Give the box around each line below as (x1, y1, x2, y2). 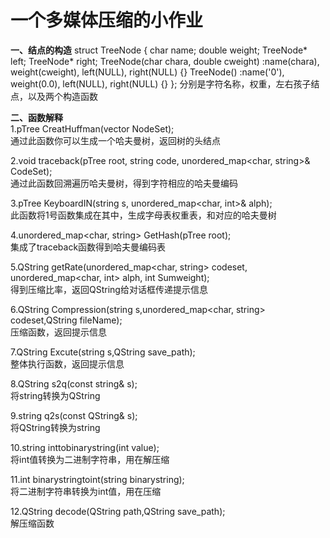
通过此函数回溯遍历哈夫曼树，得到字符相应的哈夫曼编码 (10, 177, 238, 189)
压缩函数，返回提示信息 (10, 326, 107, 338)
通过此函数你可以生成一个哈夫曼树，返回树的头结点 (10, 134, 221, 146)
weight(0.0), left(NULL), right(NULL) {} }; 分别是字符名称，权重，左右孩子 (10, 77, 312, 90)
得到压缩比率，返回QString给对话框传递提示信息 (10, 283, 208, 295)
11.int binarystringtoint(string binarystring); (10, 473, 185, 485)
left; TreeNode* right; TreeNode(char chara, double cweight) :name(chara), (10, 55, 320, 67)
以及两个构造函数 (27, 90, 98, 102)
